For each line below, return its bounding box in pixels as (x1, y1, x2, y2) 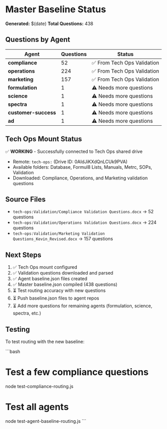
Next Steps (5, 251, 41, 259)
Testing (5, 325, 30, 333)
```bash (5, 349, 20, 354)
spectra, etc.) (12, 310, 41, 317)
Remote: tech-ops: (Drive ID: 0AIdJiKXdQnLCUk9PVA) (12, 159, 128, 165)
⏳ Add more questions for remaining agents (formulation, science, (12, 303, 153, 309)
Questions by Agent (5, 35, 70, 44)
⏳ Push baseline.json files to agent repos (12, 295, 99, 301)
